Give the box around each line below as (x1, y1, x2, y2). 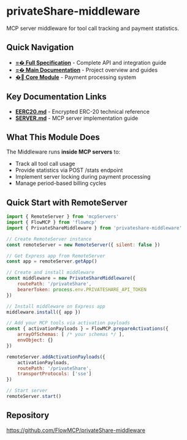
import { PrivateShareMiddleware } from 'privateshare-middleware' (6, 225, 183, 231)
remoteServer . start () (6, 393, 62, 400)
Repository (6, 410, 50, 420)
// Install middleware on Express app (6, 303, 105, 310)
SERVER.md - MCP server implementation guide (15, 114, 139, 122)
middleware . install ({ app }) (6, 309, 81, 315)
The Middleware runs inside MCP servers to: (6, 148, 121, 155)
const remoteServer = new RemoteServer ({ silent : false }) (6, 242, 161, 248)
